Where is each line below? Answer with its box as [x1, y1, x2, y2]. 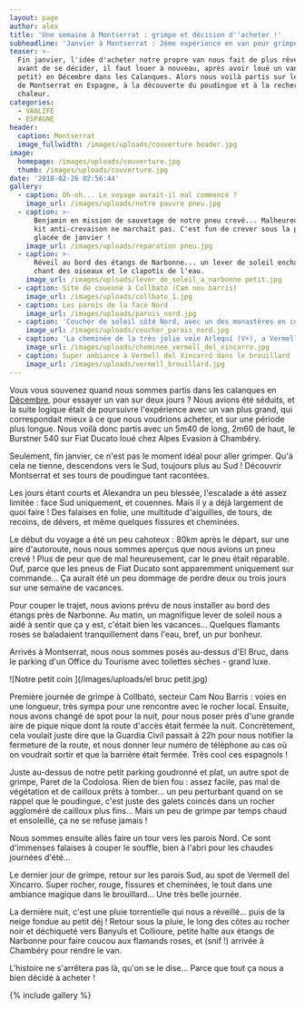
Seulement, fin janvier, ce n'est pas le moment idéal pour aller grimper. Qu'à [9, 451, 293, 461]
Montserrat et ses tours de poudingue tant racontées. [9, 470, 211, 480]
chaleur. [17, 89, 51, 98]
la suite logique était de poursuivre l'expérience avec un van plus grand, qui [9, 403, 293, 414]
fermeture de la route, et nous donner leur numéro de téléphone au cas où [9, 739, 288, 750]
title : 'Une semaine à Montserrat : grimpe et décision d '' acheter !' [9, 30, 282, 39]
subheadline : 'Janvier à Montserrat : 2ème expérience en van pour [9, 38, 271, 48]
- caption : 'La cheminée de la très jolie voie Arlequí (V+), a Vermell [17, 334, 299, 343]
